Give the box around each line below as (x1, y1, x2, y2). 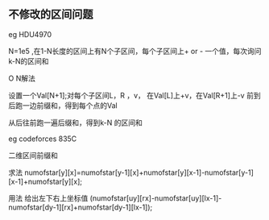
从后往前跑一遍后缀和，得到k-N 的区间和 (8, 118, 143, 127)
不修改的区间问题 (8, 7, 93, 22)
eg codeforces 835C (8, 134, 77, 143)
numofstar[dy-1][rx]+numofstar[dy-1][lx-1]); (8, 202, 153, 212)
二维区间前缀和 (8, 150, 58, 160)
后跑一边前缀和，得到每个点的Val (8, 100, 118, 110)
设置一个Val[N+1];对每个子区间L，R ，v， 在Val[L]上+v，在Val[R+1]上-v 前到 (8, 90, 261, 100)
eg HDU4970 (8, 29, 52, 39)
